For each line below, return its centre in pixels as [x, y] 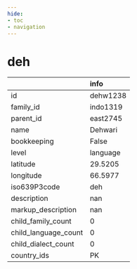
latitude [23, 164]
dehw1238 [108, 96]
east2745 [106, 119]
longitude [26, 176]
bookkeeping [32, 141]
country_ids [30, 256]
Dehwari [104, 130]
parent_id [26, 119]
